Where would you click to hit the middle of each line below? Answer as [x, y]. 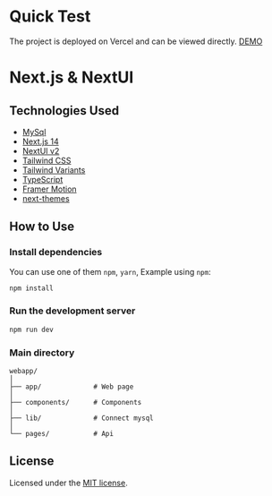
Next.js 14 [41, 141]
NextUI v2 [41, 150]
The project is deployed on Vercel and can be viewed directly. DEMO [136, 41]
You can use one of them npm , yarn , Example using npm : [110, 271]
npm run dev [31, 329]
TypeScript [42, 179]
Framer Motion [50, 189]
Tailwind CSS [47, 160]
